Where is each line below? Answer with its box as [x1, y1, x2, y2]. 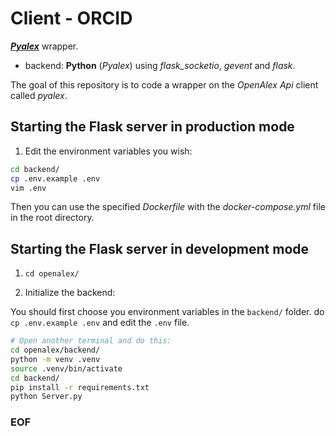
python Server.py [10, 392, 83, 402]
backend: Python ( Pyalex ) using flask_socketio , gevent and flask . [24, 59, 296, 71]
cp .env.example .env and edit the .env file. [10, 317, 190, 329]
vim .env [10, 183, 47, 193]
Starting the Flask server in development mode [10, 240, 310, 257]
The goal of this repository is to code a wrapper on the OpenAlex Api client [10, 78, 319, 91]
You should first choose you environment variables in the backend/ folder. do [10, 306, 325, 318]
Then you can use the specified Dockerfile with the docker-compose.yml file [10, 201, 326, 213]
